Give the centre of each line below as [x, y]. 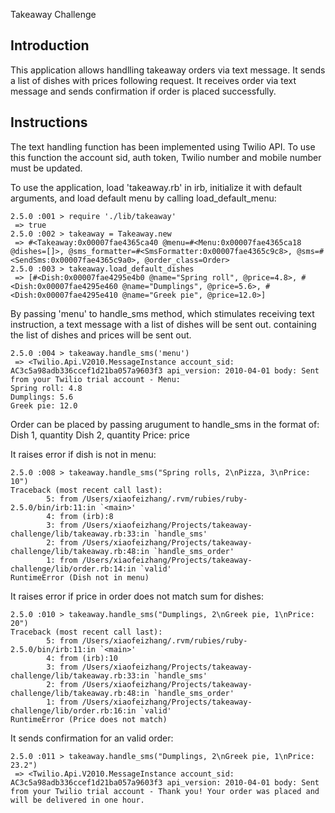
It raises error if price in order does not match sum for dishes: [137, 596]
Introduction [50, 45]
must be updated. [46, 168]
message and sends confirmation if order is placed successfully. [143, 91]
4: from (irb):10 [82, 658]
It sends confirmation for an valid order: [92, 738]
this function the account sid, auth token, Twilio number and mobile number [166, 157]
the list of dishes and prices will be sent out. [101, 335]
